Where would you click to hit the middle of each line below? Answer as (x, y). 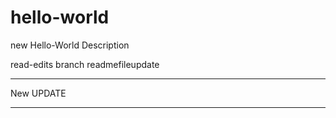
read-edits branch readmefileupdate (85, 64)
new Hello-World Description (70, 45)
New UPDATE (38, 93)
